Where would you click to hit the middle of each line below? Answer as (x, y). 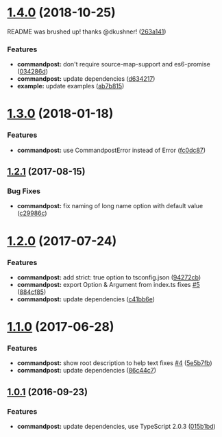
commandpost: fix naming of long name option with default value (110, 206)
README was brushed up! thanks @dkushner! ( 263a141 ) (87, 32)
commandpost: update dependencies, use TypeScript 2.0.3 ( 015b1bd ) (116, 427)
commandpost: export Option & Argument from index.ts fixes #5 (108, 284)
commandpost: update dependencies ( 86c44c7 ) (86, 371)
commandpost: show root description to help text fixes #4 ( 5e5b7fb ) (114, 363)
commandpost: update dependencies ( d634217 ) (86, 79)
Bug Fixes (24, 191)
